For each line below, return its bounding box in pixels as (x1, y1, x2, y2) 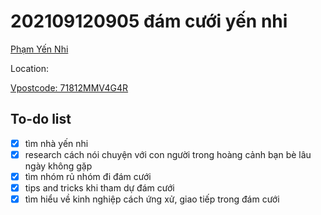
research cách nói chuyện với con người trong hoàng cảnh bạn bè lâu (24, 148, 312, 160)
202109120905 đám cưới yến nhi (10, 10, 288, 33)
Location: (10, 62, 49, 74)
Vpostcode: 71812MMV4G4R (10, 81, 129, 94)
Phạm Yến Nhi (10, 43, 69, 55)
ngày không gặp (24, 160, 93, 172)
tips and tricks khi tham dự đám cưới (24, 181, 175, 194)
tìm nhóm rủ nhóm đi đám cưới (24, 170, 152, 182)
